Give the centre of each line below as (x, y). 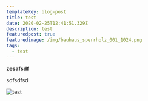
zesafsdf (18, 68)
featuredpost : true (31, 34)
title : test (21, 18)
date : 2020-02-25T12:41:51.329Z (47, 23)
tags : (13, 46)
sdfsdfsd (17, 80)
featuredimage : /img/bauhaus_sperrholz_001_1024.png (74, 40)
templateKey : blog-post (36, 12)
